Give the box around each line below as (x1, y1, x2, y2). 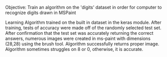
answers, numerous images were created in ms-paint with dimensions (5, 35, 151, 41)
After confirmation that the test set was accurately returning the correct (5, 30, 153, 36)
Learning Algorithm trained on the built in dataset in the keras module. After (5, 20, 162, 25)
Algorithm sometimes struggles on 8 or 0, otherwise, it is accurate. (5, 46, 143, 52)
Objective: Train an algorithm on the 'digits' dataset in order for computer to (5, 5, 162, 10)
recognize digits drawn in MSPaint (5, 10, 76, 16)
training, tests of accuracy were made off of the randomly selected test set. (5, 25, 162, 31)
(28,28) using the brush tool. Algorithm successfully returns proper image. (5, 41, 159, 47)
